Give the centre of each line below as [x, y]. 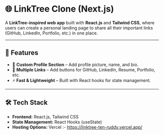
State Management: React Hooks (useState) [57, 122]
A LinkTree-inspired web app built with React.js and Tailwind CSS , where [80, 22]
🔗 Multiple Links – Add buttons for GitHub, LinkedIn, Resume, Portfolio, [83, 69]
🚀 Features [22, 53]
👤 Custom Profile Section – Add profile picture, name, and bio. [75, 65]
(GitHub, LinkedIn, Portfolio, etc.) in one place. [51, 33]
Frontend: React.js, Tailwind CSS [45, 117]
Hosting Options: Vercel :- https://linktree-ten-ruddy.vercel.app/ [77, 127]
